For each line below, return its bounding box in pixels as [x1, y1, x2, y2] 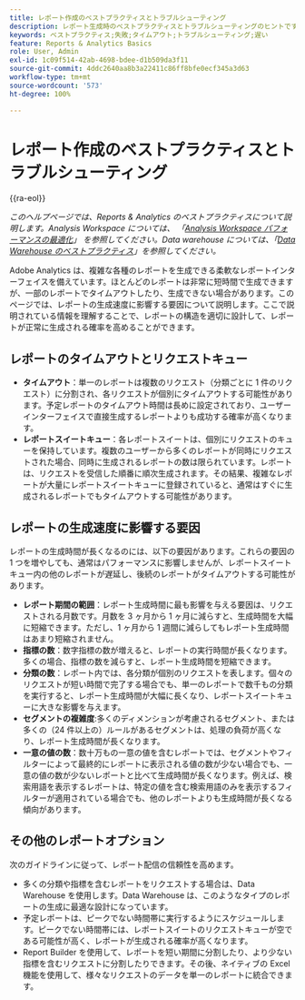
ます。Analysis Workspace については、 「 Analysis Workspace [25, 223, 262, 234]
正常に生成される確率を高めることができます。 [25, 322, 200, 333]
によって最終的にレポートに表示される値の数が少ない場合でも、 [46, 759, 285, 770]
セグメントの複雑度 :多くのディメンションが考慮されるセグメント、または [22, 713, 295, 724]
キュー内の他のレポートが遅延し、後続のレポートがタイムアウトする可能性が [9, 569, 296, 580]
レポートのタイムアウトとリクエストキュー [9, 351, 248, 367]
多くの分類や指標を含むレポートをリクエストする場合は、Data [22, 878, 256, 889]
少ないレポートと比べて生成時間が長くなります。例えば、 [70, 770, 284, 781]
